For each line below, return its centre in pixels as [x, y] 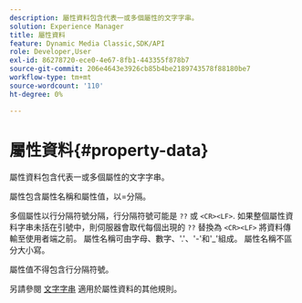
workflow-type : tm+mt [51, 78]
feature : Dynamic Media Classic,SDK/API [88, 43]
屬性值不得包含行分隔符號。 [62, 269]
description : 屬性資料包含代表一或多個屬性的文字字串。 [104, 18]
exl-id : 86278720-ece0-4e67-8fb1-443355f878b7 [99, 60]
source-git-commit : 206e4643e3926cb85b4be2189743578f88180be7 [130, 69]
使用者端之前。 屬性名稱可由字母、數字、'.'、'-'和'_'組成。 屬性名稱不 [155, 239]
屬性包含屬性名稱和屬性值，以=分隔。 [80, 196]
